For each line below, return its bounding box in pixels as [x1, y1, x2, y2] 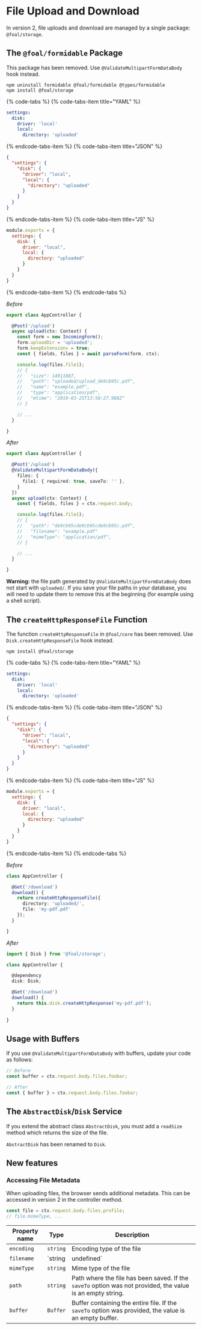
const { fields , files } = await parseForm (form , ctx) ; [17, 350, 161, 356]
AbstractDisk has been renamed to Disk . [6, 1140, 107, 1148]
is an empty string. [71, 1289, 124, 1297]
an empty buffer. [71, 1314, 119, 1322]
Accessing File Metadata [6, 1176, 81, 1184]
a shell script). [6, 597, 41, 604]
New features [6, 1158, 58, 1168]
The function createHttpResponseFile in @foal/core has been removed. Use [6, 630, 194, 638]
